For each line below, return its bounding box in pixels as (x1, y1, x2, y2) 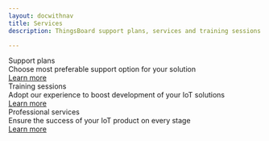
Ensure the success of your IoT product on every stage (8, 116, 191, 126)
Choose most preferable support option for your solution (8, 64, 196, 74)
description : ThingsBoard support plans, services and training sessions (8, 27, 262, 35)
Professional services (8, 107, 81, 117)
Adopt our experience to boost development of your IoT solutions (8, 90, 226, 100)
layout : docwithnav (8, 11, 74, 20)
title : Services (8, 19, 63, 27)
